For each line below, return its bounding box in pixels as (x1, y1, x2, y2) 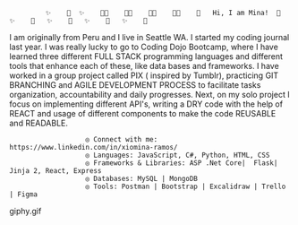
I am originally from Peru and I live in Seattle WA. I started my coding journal (9, 32, 290, 42)
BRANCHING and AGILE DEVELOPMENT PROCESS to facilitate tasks (9, 80, 261, 90)
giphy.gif (9, 206, 42, 216)
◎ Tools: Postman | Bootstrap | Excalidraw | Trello (85, 182, 286, 191)
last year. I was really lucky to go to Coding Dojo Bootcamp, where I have (9, 41, 279, 52)
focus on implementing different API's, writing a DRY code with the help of (9, 99, 284, 109)
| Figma (9, 190, 38, 199)
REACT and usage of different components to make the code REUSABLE (9, 108, 277, 118)
